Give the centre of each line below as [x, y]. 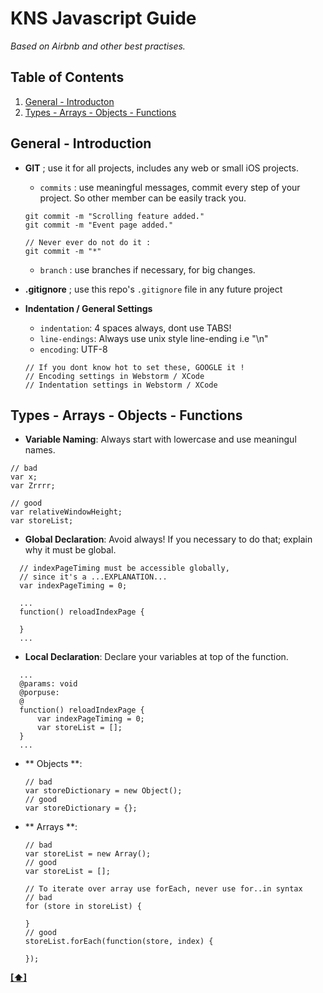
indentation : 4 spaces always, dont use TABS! [135, 328]
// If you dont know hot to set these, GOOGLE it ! [134, 367]
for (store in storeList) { [83, 907]
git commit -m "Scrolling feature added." [114, 216]
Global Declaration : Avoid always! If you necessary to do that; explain [168, 539]
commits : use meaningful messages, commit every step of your [170, 187]
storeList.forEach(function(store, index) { [119, 942]
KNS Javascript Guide [103, 18]
